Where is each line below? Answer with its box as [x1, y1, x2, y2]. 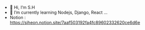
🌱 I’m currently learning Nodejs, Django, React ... [9, 10, 108, 15]
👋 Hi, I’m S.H [9, 5, 35, 10]
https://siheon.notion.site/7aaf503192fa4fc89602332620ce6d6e [9, 20, 141, 25]
